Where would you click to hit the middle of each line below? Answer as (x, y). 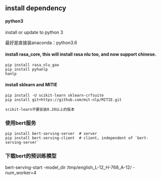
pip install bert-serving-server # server (51, 134)
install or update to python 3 (34, 32)
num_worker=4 (21, 172)
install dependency (36, 8)
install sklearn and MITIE (31, 85)
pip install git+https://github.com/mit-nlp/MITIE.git (63, 100)
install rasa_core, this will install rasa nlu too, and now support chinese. (81, 54)
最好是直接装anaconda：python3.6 (41, 43)
